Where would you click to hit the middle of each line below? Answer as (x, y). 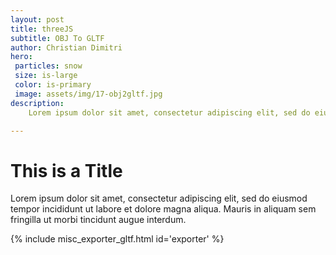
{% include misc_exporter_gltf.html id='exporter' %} (117, 239)
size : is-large (46, 76)
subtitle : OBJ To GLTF (57, 38)
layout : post (37, 19)
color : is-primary (53, 85)
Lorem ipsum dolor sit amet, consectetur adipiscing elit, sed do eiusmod (159, 198)
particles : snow (48, 66)
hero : (21, 57)
